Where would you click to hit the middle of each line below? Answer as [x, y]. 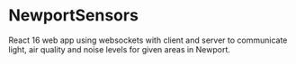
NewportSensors [73, 16]
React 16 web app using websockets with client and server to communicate [148, 40]
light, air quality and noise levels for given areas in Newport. [120, 49]
